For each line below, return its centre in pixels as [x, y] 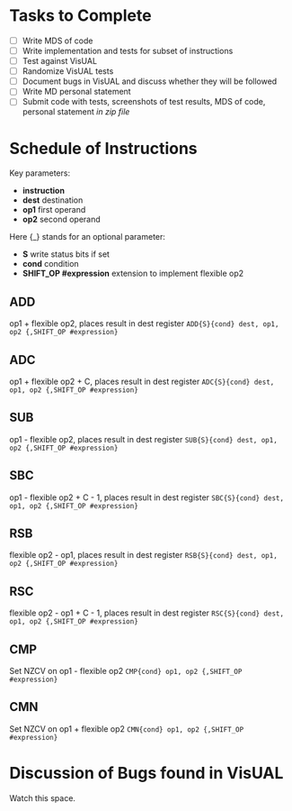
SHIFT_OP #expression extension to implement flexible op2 [133, 273]
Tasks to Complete [80, 16]
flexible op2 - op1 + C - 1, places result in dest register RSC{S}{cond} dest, [147, 613]
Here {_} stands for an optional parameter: [88, 237]
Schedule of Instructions [103, 148]
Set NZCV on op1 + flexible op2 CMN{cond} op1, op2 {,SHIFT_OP [127, 729]
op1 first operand [54, 210]
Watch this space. [43, 797]
